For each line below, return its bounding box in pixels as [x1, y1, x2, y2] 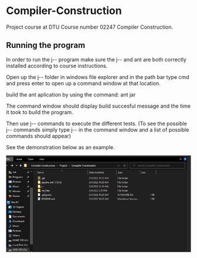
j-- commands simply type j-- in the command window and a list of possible [6, 126, 189, 133]
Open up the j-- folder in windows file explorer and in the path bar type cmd [6, 73, 189, 80]
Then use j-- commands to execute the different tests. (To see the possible [6, 120, 188, 127]
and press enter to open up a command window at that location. [6, 80, 161, 87]
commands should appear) [6, 132, 72, 139]
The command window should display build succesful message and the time [6, 102, 191, 109]
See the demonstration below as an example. [6, 143, 116, 150]
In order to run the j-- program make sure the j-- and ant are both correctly [6, 56, 186, 63]
